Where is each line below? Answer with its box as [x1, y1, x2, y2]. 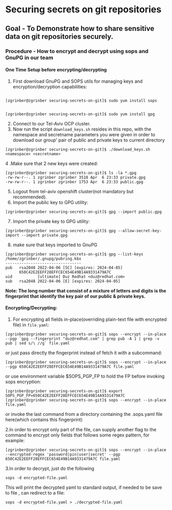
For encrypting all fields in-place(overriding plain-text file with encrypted [12, 316, 167, 322]
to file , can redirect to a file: [5, 489, 65, 496]
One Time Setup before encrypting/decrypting [5, 67, 107, 73]
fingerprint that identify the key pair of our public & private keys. [5, 293, 146, 299]
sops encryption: [5, 378, 41, 385]
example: [5, 437, 25, 443]
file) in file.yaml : [12, 321, 50, 327]
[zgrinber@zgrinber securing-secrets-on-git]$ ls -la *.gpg [5, 170, 137, 175]
